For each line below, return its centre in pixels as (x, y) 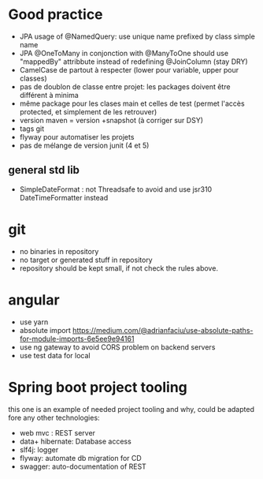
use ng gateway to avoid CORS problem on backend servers (117, 347)
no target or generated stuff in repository (86, 260)
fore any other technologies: (54, 417)
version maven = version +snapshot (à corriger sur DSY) (111, 120)
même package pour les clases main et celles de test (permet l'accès (132, 103)
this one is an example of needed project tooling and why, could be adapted (131, 409)
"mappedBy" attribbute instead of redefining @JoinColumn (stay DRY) (133, 62)
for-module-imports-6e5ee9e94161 (77, 339)
